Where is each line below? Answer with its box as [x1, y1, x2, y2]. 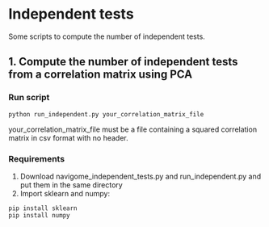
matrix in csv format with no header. [8, 132, 129, 142]
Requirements [8, 153, 65, 164]
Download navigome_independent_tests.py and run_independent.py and [19, 171, 262, 181]
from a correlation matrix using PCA [8, 68, 192, 82]
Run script [8, 92, 50, 103]
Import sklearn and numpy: [19, 188, 111, 198]
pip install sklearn [8, 204, 78, 212]
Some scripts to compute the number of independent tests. [8, 32, 206, 41]
